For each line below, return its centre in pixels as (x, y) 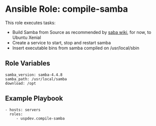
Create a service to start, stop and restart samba (62, 42)
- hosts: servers (23, 110)
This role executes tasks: (30, 23)
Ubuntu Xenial (27, 37)
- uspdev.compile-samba (40, 118)
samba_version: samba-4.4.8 (34, 75)
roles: (16, 114)
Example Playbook (34, 99)
